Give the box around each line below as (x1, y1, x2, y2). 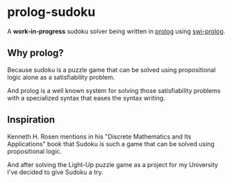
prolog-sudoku (7, 4, 96, 20)
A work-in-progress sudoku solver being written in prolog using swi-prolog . (7, 27, 226, 35)
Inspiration (7, 114, 56, 125)
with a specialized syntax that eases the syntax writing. (7, 94, 165, 102)
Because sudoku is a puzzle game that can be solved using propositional (7, 65, 216, 73)
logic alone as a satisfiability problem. (7, 73, 115, 81)
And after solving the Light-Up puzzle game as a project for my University (7, 160, 219, 168)
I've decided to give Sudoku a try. (7, 168, 103, 176)
